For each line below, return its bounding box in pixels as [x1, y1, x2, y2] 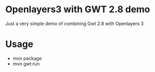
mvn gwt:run [12, 60, 40, 67]
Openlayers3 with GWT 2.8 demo [5, 4, 150, 15]
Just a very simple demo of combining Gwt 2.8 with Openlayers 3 [5, 20, 144, 27]
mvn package [12, 55, 42, 61]
